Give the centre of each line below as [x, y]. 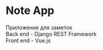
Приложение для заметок [39, 27]
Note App [30, 11]
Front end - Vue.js [28, 40]
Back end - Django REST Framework [51, 34]
